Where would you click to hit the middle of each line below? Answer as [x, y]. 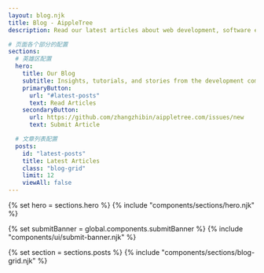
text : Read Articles [62, 103]
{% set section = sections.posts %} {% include [84, 252]
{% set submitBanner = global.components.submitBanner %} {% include [126, 229]
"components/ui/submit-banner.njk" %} [72, 237]
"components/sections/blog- [208, 252]
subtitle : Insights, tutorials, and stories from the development [133, 81]
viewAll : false [47, 183]
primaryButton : [47, 88]
